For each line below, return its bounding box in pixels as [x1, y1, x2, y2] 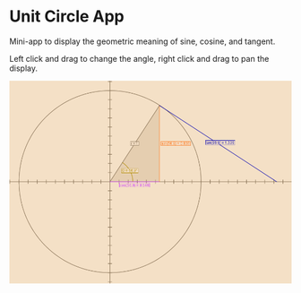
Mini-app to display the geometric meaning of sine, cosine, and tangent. [9, 36, 276, 47]
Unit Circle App [9, 6, 125, 27]
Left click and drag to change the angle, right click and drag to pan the [9, 53, 270, 64]
